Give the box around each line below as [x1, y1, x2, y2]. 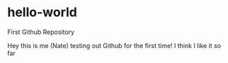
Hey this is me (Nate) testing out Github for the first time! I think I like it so [7, 41, 222, 50]
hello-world [7, 4, 78, 21]
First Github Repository [7, 28, 75, 36]
